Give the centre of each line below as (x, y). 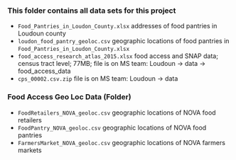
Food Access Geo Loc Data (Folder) (69, 97)
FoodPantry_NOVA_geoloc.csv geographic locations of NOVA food (112, 127)
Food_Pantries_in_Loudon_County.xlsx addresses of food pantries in (117, 26)
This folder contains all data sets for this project (92, 11)
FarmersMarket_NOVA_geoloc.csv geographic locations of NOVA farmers (122, 142)
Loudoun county (42, 33)
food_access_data (44, 71)
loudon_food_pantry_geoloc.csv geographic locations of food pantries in (123, 41)
